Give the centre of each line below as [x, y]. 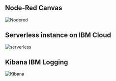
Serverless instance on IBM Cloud [58, 35]
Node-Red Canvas [34, 8]
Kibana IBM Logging [37, 62]
